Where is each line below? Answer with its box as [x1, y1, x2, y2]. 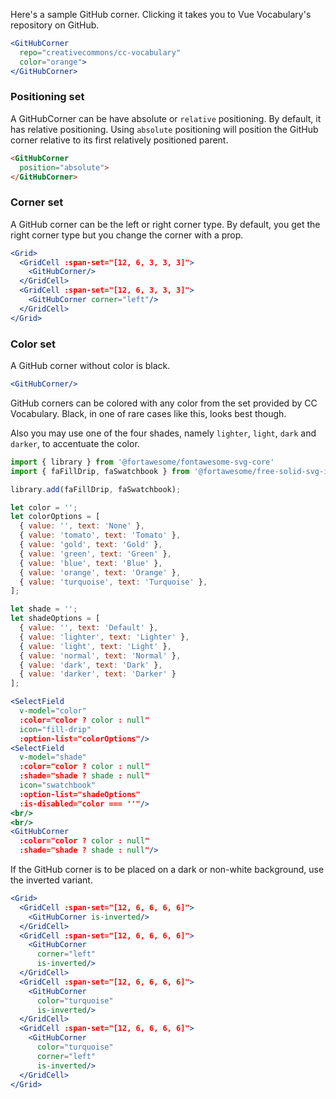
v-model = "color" [19, 706, 87, 716]
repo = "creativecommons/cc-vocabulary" [19, 47, 182, 58]
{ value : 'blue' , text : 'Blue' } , [19, 558, 163, 568]
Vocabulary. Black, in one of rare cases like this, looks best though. [10, 407, 287, 419]
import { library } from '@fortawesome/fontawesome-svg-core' [10, 457, 275, 467]
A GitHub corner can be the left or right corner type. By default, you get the [10, 218, 321, 230]
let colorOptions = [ [10, 512, 101, 522]
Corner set [10, 195, 64, 209]
